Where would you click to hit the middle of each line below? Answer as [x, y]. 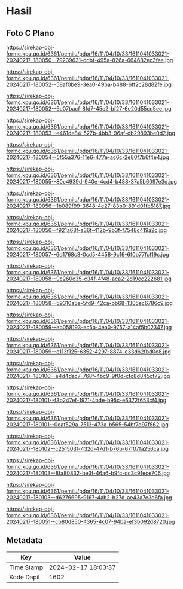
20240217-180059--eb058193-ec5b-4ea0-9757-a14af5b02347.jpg [89, 327]
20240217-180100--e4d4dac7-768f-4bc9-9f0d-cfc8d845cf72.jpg [88, 376]
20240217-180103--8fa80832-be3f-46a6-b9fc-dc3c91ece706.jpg [88, 473]
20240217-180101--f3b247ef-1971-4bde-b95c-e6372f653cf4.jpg [86, 400]
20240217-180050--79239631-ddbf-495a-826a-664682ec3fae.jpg [90, 60]
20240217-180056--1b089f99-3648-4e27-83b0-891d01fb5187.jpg [89, 206]
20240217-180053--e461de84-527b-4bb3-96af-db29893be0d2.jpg [91, 133]
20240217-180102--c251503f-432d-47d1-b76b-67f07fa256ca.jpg [88, 449]
